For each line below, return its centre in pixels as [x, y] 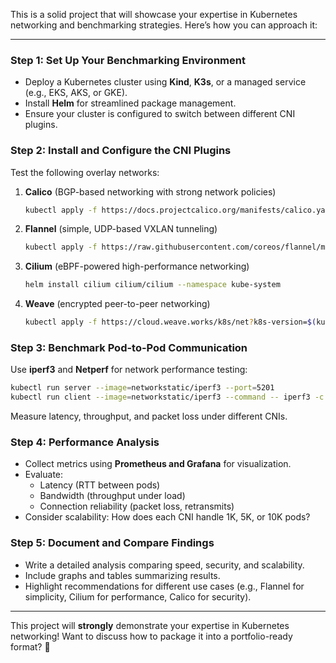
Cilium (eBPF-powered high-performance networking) [137, 266]
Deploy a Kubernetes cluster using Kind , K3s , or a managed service [165, 82]
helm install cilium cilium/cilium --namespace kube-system [152, 285]
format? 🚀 [30, 646]
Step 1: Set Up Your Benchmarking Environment [128, 60]
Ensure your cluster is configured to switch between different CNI [160, 114]
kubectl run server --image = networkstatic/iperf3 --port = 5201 [142, 388]
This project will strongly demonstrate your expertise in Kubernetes [150, 625]
